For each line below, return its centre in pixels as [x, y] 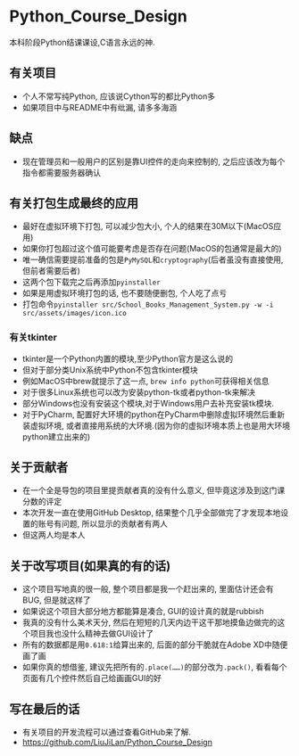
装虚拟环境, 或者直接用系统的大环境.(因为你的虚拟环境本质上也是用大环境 [156, 425]
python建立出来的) [56, 436]
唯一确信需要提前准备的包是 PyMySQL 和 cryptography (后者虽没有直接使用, [153, 259]
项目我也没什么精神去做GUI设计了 [92, 634]
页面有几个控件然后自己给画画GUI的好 [92, 678]
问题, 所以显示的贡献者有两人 [114, 524]
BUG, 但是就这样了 [56, 600]
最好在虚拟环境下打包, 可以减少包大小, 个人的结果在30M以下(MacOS [148, 226]
